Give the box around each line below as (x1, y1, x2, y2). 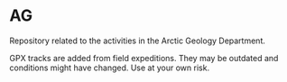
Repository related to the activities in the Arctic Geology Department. (9, 35, 266, 46)
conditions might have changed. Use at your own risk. (9, 62, 210, 73)
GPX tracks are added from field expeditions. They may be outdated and (9, 52, 279, 63)
